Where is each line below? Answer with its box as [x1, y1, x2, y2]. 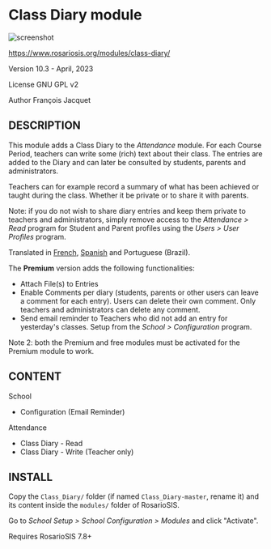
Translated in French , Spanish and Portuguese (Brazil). [8, 247, 191, 257]
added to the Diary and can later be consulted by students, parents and [8, 157, 247, 167]
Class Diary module [8, 6, 143, 24]
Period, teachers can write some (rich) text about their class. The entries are [8, 148, 263, 159]
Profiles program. [8, 232, 66, 241]
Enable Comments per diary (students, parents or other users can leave [19, 287, 259, 297]
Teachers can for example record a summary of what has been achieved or [8, 181, 260, 191]
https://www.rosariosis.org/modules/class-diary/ [8, 48, 171, 57]
